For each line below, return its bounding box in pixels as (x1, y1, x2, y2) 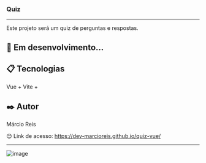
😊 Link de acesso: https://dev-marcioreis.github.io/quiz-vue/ (6, 132, 161, 140)
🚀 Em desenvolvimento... (6, 42, 104, 53)
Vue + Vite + (6, 83, 39, 90)
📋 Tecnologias (6, 63, 65, 74)
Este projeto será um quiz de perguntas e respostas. (6, 24, 139, 32)
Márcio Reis (6, 121, 37, 128)
